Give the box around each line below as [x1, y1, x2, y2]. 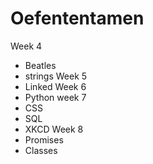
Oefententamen [10, 7, 145, 30]
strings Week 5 [24, 70, 88, 82]
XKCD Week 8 [24, 123, 84, 135]
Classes [24, 144, 58, 156]
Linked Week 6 [24, 80, 87, 92]
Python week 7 [24, 91, 87, 103]
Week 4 [10, 40, 43, 52]
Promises [24, 133, 64, 146]
